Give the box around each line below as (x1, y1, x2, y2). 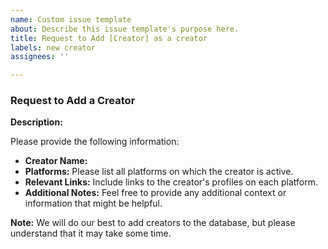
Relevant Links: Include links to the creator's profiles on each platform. (24, 176, 319, 188)
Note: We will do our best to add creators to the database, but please (10, 217, 296, 229)
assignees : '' (10, 52, 70, 62)
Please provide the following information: (10, 136, 180, 148)
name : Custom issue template (10, 14, 132, 25)
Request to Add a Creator (10, 94, 136, 108)
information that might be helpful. (24, 197, 163, 210)
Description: (10, 116, 63, 128)
